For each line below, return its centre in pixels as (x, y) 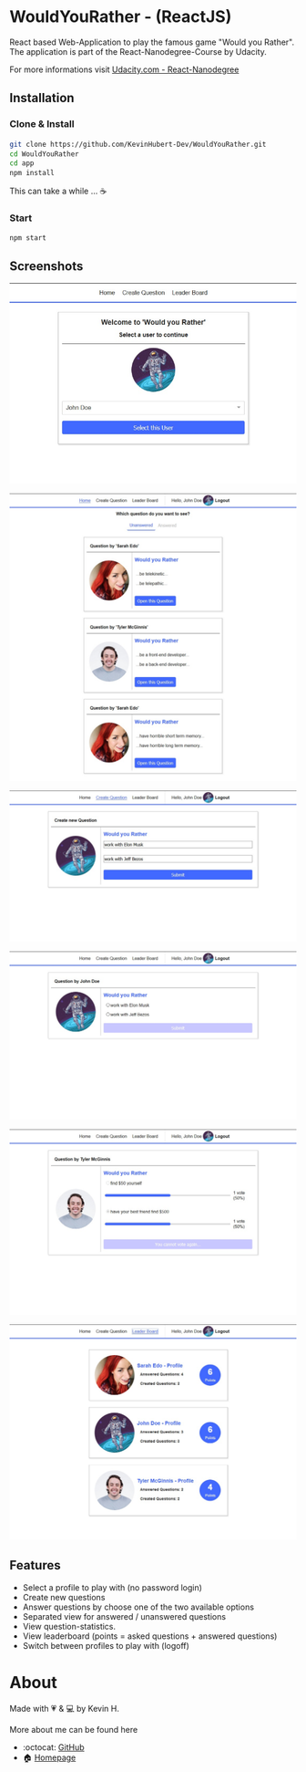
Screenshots (46, 266)
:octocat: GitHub (53, 1747)
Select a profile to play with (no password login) (112, 1587)
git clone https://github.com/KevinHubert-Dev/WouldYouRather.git (138, 144)
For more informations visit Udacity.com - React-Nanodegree (124, 69)
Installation (42, 98)
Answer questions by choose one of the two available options (138, 1607)
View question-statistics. (69, 1626)
